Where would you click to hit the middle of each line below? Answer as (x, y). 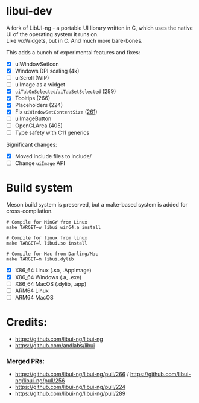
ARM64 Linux (32, 291)
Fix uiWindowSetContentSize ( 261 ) (56, 112)
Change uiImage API (40, 163)
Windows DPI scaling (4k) (47, 71)
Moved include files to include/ (53, 156)
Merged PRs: (26, 361)
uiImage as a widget (40, 85)
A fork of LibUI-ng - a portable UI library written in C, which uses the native (99, 28)
